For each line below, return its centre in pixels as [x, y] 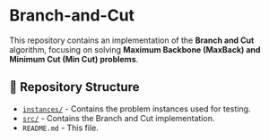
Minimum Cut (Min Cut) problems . [74, 59]
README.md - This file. [60, 128]
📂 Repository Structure [74, 87]
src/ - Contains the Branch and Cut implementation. [118, 118]
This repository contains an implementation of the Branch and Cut [132, 40]
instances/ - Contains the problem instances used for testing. [136, 109]
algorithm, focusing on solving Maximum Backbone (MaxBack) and [135, 49]
